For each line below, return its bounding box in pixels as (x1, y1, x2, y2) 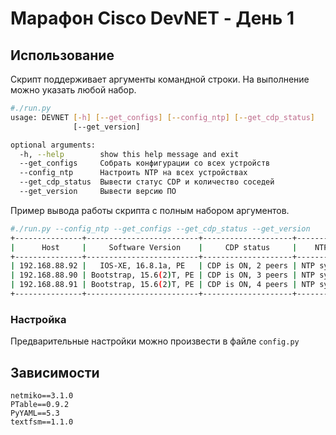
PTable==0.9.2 (10, 399, 70, 409)
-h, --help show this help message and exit (19, 149, 240, 159)
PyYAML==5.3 (10, 408, 60, 418)
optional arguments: (10, 140, 97, 150)
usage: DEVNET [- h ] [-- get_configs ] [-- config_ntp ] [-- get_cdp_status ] (10, 112, 315, 122)
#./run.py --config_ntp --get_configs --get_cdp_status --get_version (10, 223, 311, 234)
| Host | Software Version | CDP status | (10, 242, 298, 252)
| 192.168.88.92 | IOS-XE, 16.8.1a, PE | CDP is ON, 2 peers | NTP (10, 261, 315, 271)
